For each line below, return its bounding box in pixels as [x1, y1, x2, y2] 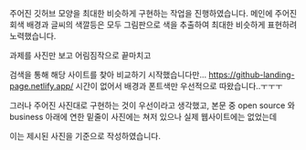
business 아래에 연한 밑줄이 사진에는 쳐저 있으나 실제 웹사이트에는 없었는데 [9, 112, 277, 122]
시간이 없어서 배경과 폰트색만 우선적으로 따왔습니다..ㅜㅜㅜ [75, 81, 283, 91]
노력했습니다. [9, 31, 57, 41]
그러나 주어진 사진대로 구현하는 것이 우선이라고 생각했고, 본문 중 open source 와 [9, 100, 295, 111]
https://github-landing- [208, 69, 295, 80]
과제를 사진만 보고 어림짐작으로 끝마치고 [9, 50, 152, 61]
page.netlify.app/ [9, 81, 74, 91]
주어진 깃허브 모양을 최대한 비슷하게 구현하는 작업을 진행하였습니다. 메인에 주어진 [9, 8, 298, 18]
